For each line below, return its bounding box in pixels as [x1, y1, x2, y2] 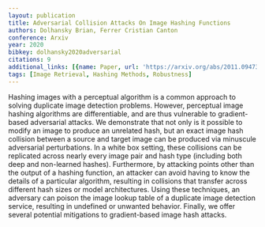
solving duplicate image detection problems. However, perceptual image [8, 100, 244, 110]
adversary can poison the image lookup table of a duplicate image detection [8, 193, 256, 202]
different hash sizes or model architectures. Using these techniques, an [8, 184, 241, 194]
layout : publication [8, 11, 77, 20]
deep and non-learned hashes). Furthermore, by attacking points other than [8, 159, 255, 168]
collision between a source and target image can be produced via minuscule [8, 134, 256, 143]
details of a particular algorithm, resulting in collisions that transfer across [8, 176, 248, 186]
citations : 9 [8, 56, 51, 64]
